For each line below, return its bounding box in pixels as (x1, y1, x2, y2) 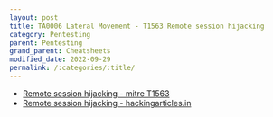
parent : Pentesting (9, 38, 83, 48)
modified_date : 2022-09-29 (9, 55, 111, 64)
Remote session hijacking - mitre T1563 (22, 87, 170, 99)
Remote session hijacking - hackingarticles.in (22, 97, 192, 108)
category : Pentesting (9, 30, 91, 39)
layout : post (9, 13, 59, 22)
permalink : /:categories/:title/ (9, 64, 136, 73)
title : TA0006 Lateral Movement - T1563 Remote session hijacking (9, 22, 265, 31)
